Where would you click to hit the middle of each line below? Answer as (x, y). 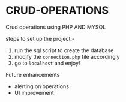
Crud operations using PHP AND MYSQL (56, 27)
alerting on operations (42, 86)
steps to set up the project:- (40, 38)
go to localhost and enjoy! (47, 63)
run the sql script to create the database (64, 50)
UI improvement (34, 92)
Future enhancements (33, 74)
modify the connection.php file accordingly (67, 56)
